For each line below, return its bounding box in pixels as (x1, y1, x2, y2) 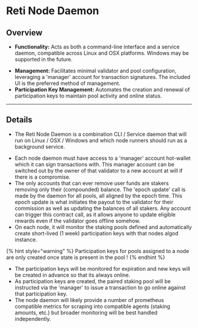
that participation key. (14, 290, 68, 297)
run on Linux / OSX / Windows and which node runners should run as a (14, 137, 187, 144)
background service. (14, 143, 65, 150)
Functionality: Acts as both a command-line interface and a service (14, 43, 180, 50)
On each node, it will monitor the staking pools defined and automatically (14, 223, 192, 231)
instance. (14, 236, 37, 243)
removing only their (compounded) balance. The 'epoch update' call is (14, 186, 186, 193)
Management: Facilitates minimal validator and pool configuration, (14, 67, 177, 74)
